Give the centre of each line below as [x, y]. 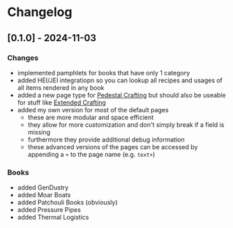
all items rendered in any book [61, 87]
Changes [23, 58]
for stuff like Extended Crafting [61, 102]
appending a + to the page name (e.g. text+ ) [91, 154]
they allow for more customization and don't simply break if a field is [126, 124]
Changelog [40, 12]
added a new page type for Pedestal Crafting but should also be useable [121, 95]
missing [39, 132]
